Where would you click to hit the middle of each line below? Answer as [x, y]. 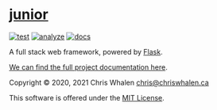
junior [29, 15]
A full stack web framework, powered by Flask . [86, 51]
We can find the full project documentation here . [88, 67]
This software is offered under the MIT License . [87, 97]
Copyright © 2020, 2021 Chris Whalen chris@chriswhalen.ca [109, 82]
